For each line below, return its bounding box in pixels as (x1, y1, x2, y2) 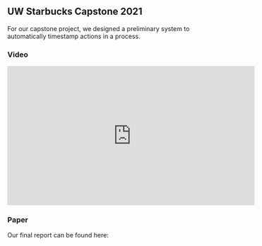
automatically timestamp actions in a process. (7, 32, 141, 40)
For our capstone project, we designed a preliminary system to (7, 24, 190, 33)
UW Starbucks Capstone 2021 (7, 6, 143, 18)
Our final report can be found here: (7, 231, 109, 240)
